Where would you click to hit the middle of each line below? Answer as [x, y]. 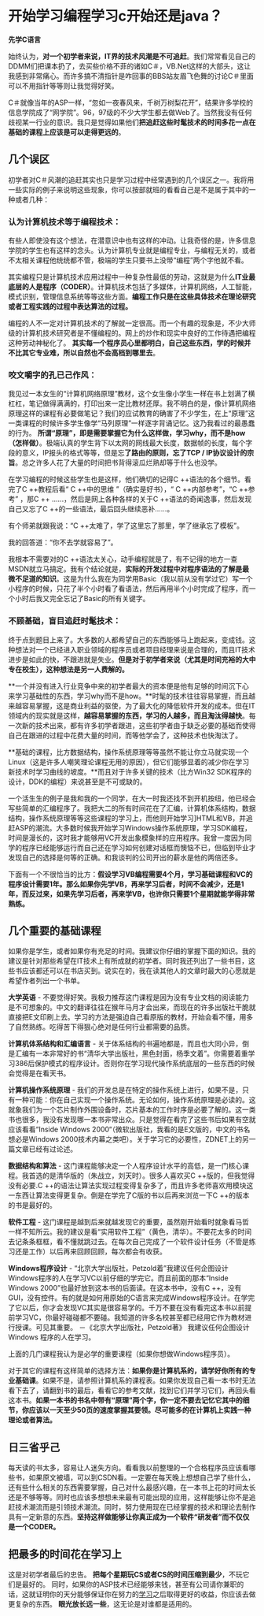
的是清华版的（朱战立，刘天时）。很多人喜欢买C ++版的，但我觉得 [148, 1176]
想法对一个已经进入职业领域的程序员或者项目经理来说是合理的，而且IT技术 [135, 649]
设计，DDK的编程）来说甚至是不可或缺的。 [77, 782]
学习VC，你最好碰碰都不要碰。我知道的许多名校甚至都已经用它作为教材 [130, 1317]
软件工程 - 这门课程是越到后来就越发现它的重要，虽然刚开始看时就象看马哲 [129, 1222]
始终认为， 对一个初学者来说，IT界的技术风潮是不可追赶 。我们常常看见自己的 [132, 56]
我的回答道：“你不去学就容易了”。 [63, 542]
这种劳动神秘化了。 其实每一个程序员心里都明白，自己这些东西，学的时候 [126, 343]
